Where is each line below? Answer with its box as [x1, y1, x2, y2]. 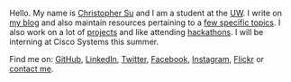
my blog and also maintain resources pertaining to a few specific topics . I [9, 17, 281, 28]
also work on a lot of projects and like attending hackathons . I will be [9, 27, 264, 37]
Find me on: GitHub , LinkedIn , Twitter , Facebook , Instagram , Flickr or [9, 54, 264, 64]
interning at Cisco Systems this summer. [9, 36, 159, 47]
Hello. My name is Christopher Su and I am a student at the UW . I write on [9, 8, 282, 18]
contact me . [9, 63, 54, 74]
